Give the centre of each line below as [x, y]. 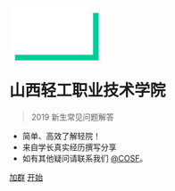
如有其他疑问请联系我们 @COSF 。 [85, 158]
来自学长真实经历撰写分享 [69, 147]
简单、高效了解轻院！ [61, 136]
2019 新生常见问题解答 [72, 117]
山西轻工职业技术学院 [88, 90]
